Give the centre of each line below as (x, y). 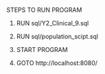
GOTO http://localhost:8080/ (57, 63)
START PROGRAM (42, 50)
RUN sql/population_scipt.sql (57, 36)
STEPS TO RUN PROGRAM (44, 10)
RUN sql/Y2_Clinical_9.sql (52, 23)
